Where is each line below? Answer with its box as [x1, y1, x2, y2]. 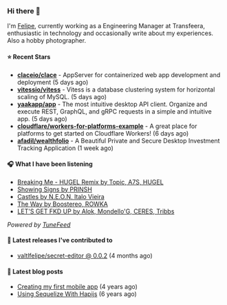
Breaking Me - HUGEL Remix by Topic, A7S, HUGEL [17, 178, 164, 186]
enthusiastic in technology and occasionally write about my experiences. [7, 29, 214, 37]
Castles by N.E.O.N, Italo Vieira [17, 192, 105, 200]
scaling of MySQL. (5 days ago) [17, 92, 107, 101]
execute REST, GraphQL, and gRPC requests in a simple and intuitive [17, 107, 212, 116]
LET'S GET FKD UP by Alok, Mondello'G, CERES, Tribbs [17, 207, 175, 215]
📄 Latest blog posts [7, 267, 63, 275]
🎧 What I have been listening [7, 160, 93, 168]
